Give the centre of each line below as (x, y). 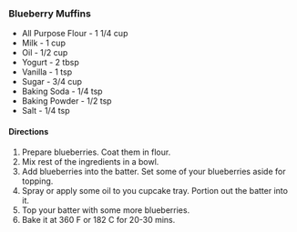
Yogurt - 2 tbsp (50, 63)
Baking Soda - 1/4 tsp (62, 91)
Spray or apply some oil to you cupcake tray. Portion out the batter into (155, 190)
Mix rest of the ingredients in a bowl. (90, 161)
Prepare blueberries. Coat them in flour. (96, 152)
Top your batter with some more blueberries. (106, 210)
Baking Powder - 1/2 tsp (67, 101)
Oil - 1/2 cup (45, 53)
